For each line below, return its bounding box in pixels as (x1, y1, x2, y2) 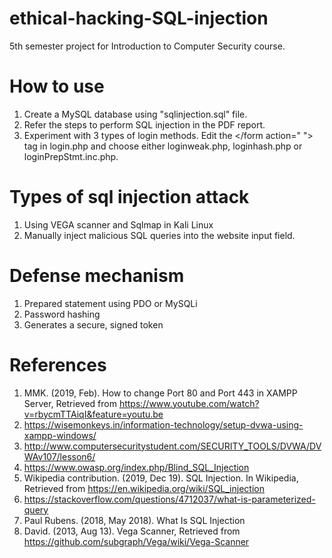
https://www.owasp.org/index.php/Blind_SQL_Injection (23, 461, 250, 473)
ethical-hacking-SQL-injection (9, 7, 269, 30)
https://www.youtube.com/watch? (118, 397, 260, 409)
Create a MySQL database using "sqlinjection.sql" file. (23, 108, 248, 120)
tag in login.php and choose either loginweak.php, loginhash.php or (23, 140, 303, 152)
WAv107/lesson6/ (23, 450, 96, 462)
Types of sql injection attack (9, 186, 250, 209)
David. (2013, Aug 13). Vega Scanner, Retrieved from (23, 525, 241, 537)
